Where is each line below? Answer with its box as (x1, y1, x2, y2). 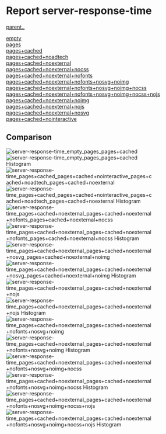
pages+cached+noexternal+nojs (6, 103, 84, 110)
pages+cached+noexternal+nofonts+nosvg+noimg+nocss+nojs (6, 91, 160, 98)
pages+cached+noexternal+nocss (6, 65, 89, 72)
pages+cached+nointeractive (6, 115, 77, 122)
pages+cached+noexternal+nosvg (6, 109, 89, 116)
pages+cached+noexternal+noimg (6, 96, 90, 103)
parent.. (6, 23, 25, 30)
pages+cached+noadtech (6, 53, 69, 60)
